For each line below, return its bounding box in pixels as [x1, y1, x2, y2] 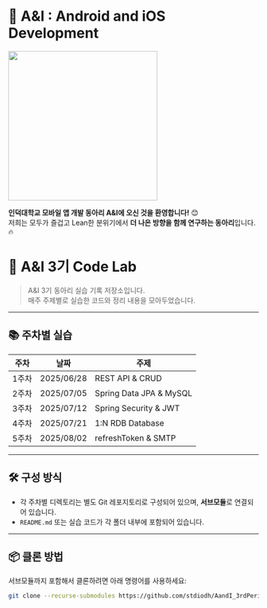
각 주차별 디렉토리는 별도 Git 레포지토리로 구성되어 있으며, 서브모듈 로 [19, 497, 233, 507]
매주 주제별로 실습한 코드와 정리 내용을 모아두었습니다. [27, 295, 196, 305]
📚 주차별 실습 [8, 328, 73, 342]
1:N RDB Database [95, 418, 164, 429]
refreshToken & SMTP [95, 432, 176, 443]
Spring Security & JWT [95, 402, 180, 414]
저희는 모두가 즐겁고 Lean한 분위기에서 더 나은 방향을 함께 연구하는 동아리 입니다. [8, 218, 256, 227]
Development [8, 24, 99, 42]
